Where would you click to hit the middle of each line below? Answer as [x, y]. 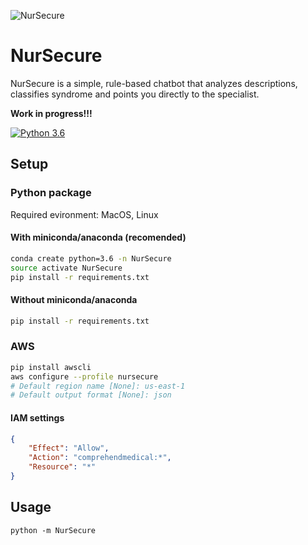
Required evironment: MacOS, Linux [84, 214]
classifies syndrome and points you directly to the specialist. [135, 94]
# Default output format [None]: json [91, 395]
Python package [51, 193]
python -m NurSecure [53, 530]
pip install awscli [51, 367]
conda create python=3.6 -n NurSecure [91, 258]
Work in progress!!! [51, 113]
